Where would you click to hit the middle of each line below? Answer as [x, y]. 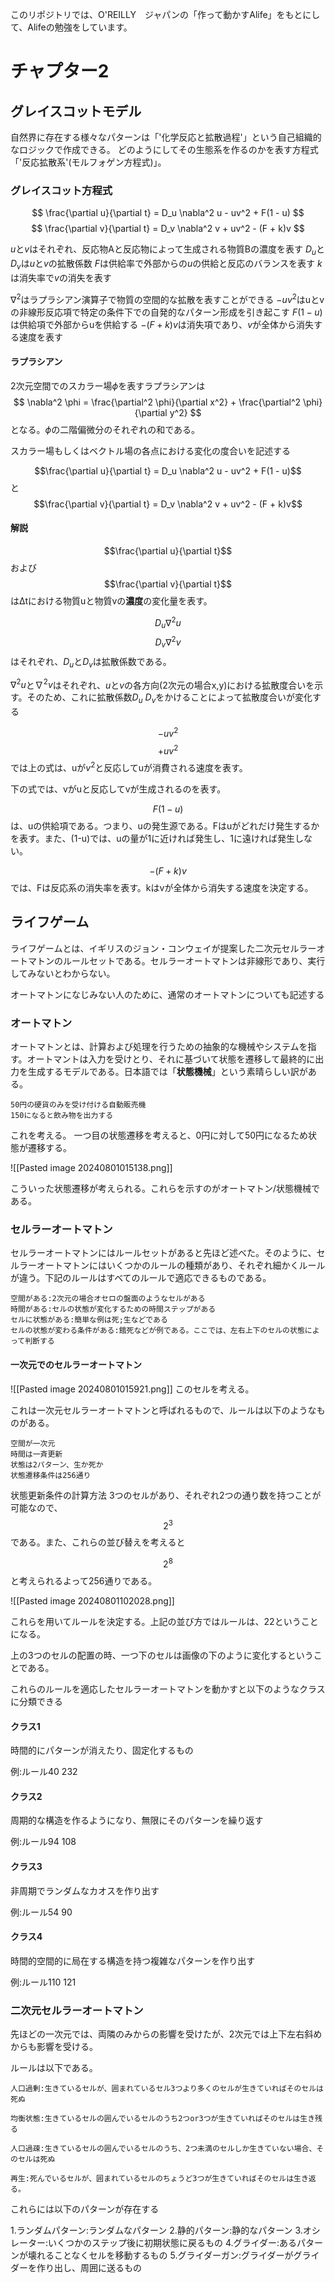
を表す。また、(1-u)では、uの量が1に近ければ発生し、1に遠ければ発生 [152, 839]
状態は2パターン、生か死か [57, 1464]
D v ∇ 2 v [168, 642]
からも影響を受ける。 [54, 2047]
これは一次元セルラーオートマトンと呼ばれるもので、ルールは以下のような [163, 1410]
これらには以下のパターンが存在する [85, 2209]
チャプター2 [60, 71]
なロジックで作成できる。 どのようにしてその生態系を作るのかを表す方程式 [164, 149]
